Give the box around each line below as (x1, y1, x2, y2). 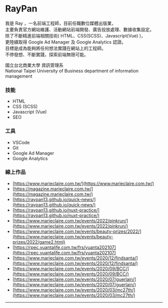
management (5, 73, 32, 79)
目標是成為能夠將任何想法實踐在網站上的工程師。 (5, 45, 106, 51)
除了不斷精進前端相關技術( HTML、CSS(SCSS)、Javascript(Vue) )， (5, 33, 146, 39)
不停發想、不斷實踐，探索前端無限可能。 (5, 51, 88, 58)
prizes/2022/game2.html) (12, 239, 65, 245)
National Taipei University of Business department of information (5, 68, 139, 74)
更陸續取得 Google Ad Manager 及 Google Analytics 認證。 (5, 39, 126, 45)
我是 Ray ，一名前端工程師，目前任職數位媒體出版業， (5, 20, 116, 26)
